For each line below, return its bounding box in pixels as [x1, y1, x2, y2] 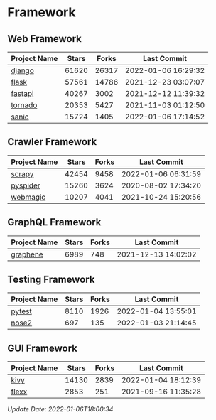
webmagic [11, 192, 46, 202]
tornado [11, 100, 38, 110]
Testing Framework [7, 274, 95, 286]
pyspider [11, 181, 40, 190]
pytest [11, 306, 32, 316]
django [11, 65, 34, 75]
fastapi [11, 89, 34, 98]
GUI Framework [7, 342, 78, 354]
